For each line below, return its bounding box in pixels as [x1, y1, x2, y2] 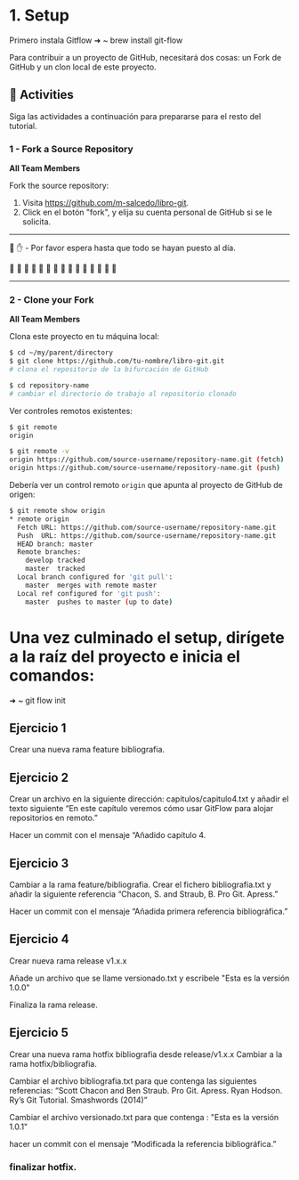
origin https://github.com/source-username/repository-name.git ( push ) [9, 464, 280, 473]
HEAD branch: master [17, 540, 93, 549]
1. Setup [9, 5, 69, 26]
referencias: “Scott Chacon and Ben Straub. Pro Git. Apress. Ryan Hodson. [9, 1085, 283, 1095]
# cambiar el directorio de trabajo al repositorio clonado [9, 389, 238, 398]
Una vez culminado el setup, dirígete [9, 627, 285, 647]
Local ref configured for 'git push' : [17, 589, 162, 598]
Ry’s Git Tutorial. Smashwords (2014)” [9, 1095, 149, 1105]
